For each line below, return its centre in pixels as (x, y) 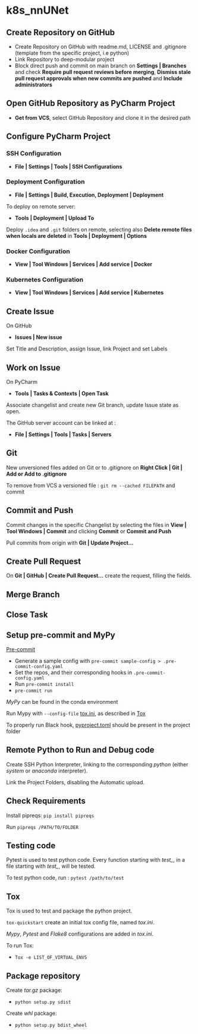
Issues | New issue (38, 337)
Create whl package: (32, 1013)
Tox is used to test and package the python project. (69, 911)
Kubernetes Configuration (45, 280)
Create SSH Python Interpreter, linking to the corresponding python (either (97, 764)
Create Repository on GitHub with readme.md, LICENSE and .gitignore (100, 46)
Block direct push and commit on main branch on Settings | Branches (100, 66)
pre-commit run (34, 691)
